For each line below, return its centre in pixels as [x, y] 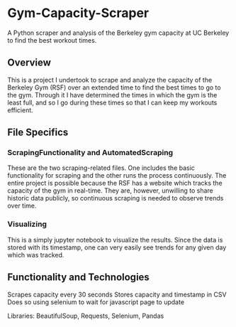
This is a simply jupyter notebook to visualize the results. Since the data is [115, 240]
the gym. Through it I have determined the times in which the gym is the [112, 95]
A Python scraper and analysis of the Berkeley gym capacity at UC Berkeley [118, 33]
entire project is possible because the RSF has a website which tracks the [115, 183]
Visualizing [27, 224]
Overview [29, 63]
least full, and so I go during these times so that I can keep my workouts [112, 102]
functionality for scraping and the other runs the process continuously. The [117, 176]
